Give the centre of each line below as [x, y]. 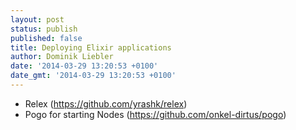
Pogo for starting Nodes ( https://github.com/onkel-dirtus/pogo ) [155, 114]
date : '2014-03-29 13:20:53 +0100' [84, 66]
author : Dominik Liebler [62, 57]
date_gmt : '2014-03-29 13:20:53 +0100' [93, 76]
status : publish [44, 29]
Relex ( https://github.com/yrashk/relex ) [106, 103]
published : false [46, 38]
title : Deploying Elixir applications [91, 47]
